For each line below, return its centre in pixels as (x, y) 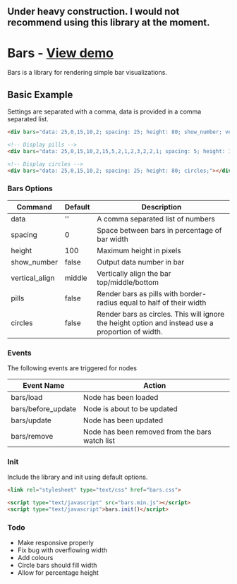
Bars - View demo (61, 53)
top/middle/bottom (128, 282)
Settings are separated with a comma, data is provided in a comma (104, 111)
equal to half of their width (163, 303)
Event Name (43, 386)
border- (193, 293)
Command (35, 207)
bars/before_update (44, 409)
